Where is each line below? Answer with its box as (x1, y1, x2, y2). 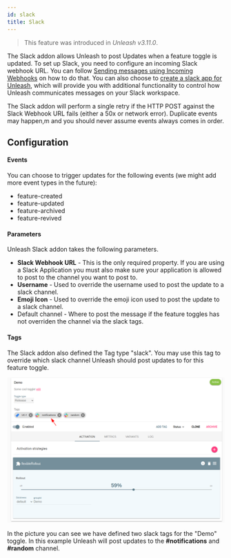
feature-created (17, 192, 63, 201)
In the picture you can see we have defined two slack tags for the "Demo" (7, 529, 217, 537)
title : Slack (7, 18, 45, 26)
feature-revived (17, 214, 62, 223)
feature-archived (17, 207, 66, 215)
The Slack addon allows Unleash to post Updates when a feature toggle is (7, 52, 217, 60)
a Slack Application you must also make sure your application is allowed (17, 266, 222, 275)
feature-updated (17, 199, 64, 207)
